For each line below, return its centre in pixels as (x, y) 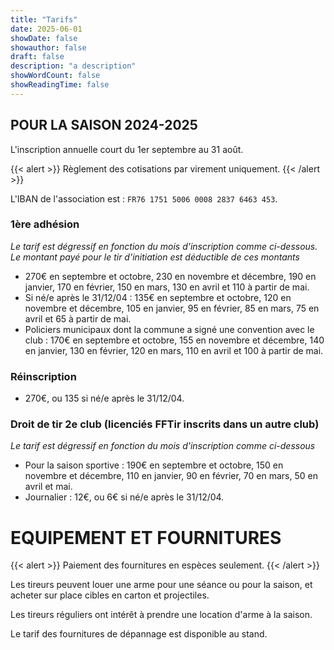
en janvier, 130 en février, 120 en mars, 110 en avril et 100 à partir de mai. (174, 350)
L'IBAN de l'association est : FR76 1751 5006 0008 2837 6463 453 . (144, 198)
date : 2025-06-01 (46, 29)
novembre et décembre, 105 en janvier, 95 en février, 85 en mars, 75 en (172, 308)
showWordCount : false (55, 76)
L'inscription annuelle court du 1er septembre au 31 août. (127, 149)
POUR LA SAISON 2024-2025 (104, 125)
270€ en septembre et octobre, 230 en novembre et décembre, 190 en (170, 276)
